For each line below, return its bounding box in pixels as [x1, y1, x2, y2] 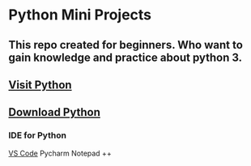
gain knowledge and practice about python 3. [8, 50, 243, 64]
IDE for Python [8, 130, 67, 141]
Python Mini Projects [8, 6, 152, 24]
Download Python [8, 105, 101, 119]
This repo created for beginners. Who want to [8, 38, 243, 52]
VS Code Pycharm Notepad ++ [8, 148, 112, 158]
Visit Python [8, 78, 72, 92]
